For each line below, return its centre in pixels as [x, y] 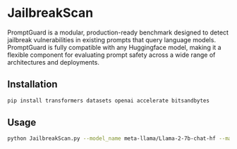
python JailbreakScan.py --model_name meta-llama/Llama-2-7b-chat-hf [112, 138]
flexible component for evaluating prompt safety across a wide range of [111, 55]
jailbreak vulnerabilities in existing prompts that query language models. [112, 39]
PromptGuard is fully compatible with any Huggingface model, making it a [114, 47]
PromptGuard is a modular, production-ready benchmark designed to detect [118, 32]
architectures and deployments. [54, 62]
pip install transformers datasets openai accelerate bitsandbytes [109, 101]
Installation [32, 85]
